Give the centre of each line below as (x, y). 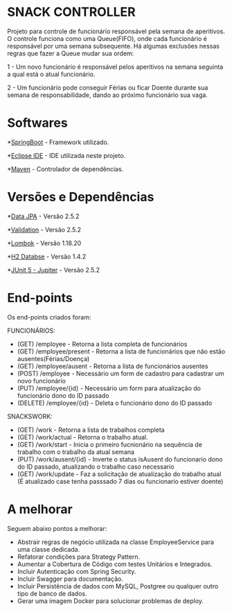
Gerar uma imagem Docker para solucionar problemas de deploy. (110, 601)
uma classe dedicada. (48, 549)
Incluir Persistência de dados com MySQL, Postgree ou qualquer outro (118, 586)
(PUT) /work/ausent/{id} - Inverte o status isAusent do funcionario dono (120, 459)
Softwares (37, 123)
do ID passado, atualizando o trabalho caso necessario (96, 466)
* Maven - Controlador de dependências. (65, 169)
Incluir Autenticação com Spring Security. (77, 571)
